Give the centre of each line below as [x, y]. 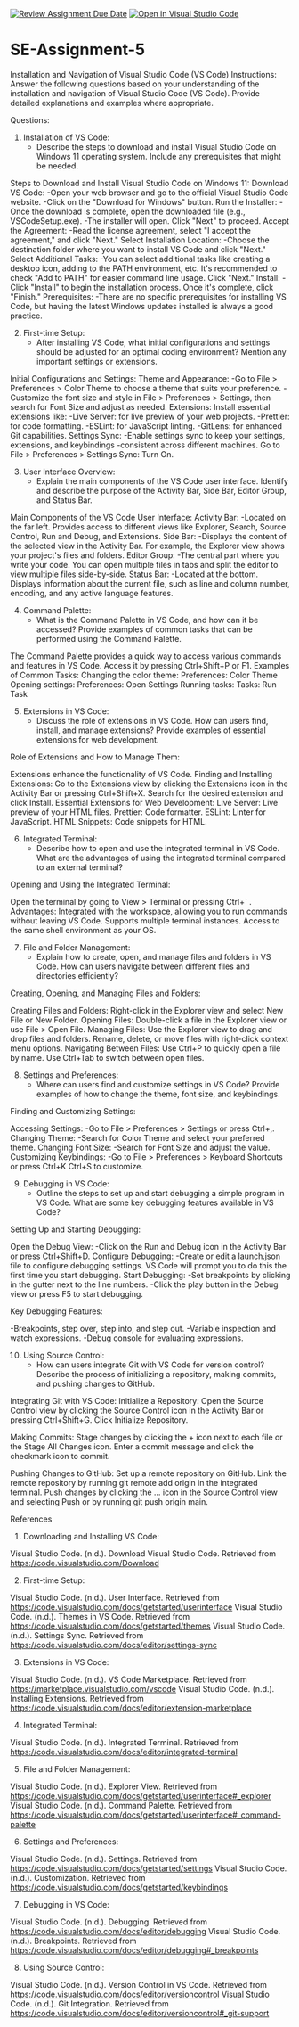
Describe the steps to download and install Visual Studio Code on [156, 146]
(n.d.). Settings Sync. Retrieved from [77, 1635]
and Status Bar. [64, 500]
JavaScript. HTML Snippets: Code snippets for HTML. [109, 821]
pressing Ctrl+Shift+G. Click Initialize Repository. [99, 1420]
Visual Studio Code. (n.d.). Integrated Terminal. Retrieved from [125, 1742]
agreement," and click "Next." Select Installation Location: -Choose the [140, 240]
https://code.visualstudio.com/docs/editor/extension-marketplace [131, 1708]
